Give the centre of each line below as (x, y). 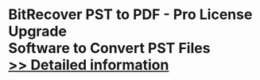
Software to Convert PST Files (109, 48)
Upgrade (38, 31)
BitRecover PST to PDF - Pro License (130, 15)
